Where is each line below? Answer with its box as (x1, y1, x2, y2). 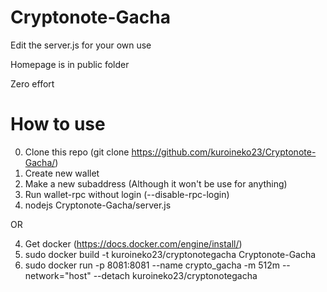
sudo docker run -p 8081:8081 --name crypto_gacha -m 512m (24, 259, 280, 271)
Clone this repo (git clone (24, 146, 130, 158)
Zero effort (10, 77, 55, 90)
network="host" (24, 269, 92, 281)
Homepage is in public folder (10, 58, 130, 70)
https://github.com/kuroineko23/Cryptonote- (131, 146, 317, 158)
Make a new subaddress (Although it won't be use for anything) (24, 177, 288, 190)
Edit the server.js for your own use (10, 39, 152, 51)
